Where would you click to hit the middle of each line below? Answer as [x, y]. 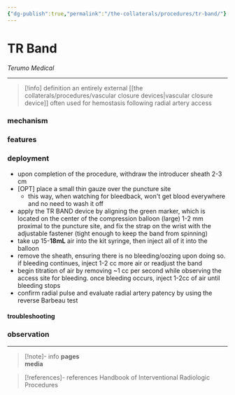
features [22, 139]
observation [28, 335]
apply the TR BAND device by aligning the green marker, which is [111, 211]
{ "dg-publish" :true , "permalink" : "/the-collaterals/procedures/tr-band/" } [117, 14]
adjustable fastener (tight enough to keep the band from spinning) [113, 233]
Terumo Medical [31, 68]
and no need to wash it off [65, 203]
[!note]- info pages [52, 356]
